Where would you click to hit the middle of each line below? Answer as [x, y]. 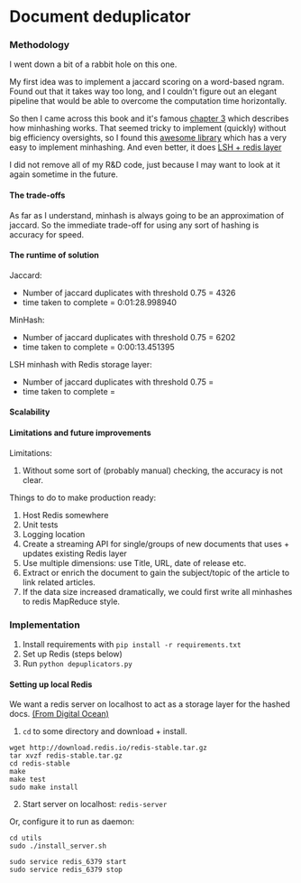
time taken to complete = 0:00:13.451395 [98, 347]
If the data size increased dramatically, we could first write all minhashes [157, 591]
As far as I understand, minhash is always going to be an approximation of [147, 215]
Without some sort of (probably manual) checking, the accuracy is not [153, 470]
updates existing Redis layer [75, 553]
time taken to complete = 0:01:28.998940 [100, 302]
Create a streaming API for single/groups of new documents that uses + [156, 544]
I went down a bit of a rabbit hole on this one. [93, 64]
